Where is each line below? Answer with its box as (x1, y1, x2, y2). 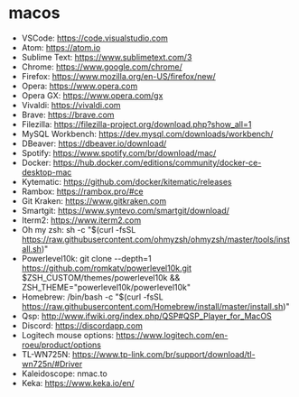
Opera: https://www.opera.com (21, 80, 138, 91)
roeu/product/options (21, 339, 101, 350)
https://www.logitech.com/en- (116, 329, 229, 340)
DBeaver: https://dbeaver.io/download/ (21, 138, 167, 149)
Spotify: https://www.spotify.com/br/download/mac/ (21, 147, 217, 158)
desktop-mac (21, 166, 72, 178)
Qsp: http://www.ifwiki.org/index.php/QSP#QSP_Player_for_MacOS (21, 310, 272, 321)
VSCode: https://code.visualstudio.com (21, 32, 168, 43)
